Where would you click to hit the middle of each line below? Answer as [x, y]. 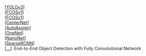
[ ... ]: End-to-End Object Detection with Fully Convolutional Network [73, 48]
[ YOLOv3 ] [15, 7]
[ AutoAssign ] [18, 28]
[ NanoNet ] [15, 38]
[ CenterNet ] [17, 22]
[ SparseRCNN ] [20, 43]
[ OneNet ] [14, 33]
